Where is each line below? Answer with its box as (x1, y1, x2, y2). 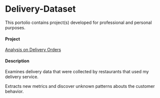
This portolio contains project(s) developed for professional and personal (5, 20, 152, 25)
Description (5, 58, 30, 64)
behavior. (5, 89, 24, 95)
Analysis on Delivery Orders (5, 47, 61, 53)
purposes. (5, 24, 26, 30)
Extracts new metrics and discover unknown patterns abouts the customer (5, 83, 155, 89)
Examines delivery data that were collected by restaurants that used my (5, 69, 149, 75)
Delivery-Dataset (5, 3, 76, 15)
